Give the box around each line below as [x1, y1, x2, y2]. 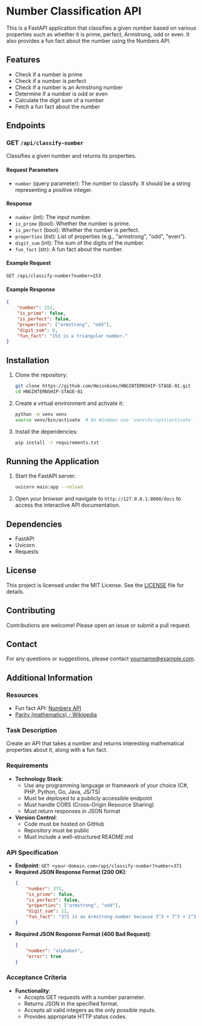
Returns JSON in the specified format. [24, 1000, 119, 1007]
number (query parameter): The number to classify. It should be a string [14, 180, 191, 187]
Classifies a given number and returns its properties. [6, 153, 137, 160]
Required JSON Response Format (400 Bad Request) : [14, 930, 152, 938]
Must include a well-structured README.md [24, 833, 134, 840]
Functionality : [14, 987, 51, 994]
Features [6, 54, 40, 65]
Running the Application [6, 456, 99, 467]
